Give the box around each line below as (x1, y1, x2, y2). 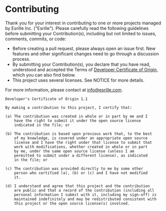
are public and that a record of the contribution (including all (14, 188, 155, 193)
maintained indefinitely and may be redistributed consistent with (14, 197, 157, 202)
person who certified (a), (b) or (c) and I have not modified (14, 170, 148, 175)
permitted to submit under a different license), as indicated (14, 153, 148, 158)
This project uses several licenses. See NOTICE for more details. (12, 77, 145, 83)
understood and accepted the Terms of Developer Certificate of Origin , (12, 66, 158, 73)
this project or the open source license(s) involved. (14, 201, 130, 206)
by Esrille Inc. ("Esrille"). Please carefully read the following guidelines (5, 25, 149, 31)
